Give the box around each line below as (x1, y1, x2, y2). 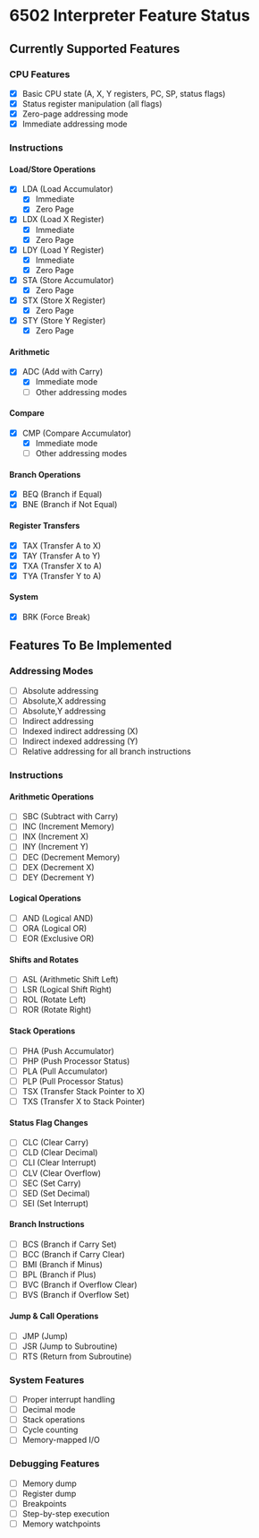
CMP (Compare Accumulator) (21, 428, 132, 438)
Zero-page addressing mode (21, 108, 129, 119)
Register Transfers (9, 520, 80, 531)
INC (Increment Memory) (21, 821, 114, 832)
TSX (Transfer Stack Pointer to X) (21, 1086, 146, 1096)
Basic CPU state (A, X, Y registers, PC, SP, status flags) (21, 88, 226, 99)
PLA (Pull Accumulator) (21, 1066, 109, 1076)
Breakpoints (21, 1498, 67, 1508)
